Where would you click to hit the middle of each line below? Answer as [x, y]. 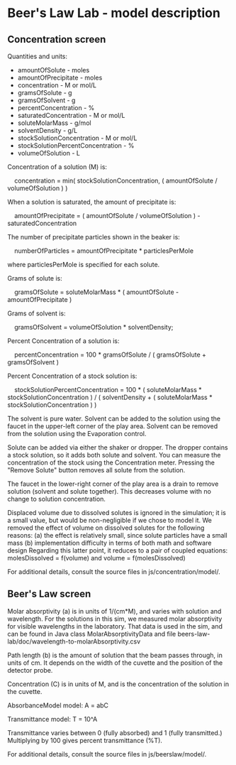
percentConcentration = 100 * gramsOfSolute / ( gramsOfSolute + [110, 354]
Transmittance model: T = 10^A [52, 719]
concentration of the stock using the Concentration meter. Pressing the [111, 462]
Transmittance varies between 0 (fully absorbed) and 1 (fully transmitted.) [115, 732]
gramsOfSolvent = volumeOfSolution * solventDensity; [94, 327]
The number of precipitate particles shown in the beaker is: [94, 237]
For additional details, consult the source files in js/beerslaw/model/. [107, 754]
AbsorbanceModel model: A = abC [58, 705]
